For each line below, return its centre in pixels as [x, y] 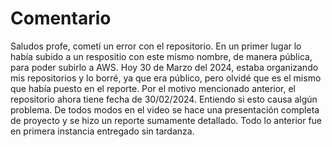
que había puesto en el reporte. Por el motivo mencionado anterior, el [153, 88]
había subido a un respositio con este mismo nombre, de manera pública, [161, 56]
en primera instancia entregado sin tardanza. [102, 131]
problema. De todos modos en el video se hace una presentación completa [165, 109]
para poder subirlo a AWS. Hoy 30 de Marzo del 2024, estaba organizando [164, 67]
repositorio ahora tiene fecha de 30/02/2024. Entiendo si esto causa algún [164, 99]
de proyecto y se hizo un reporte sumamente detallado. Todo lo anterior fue [166, 120]
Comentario [61, 18]
